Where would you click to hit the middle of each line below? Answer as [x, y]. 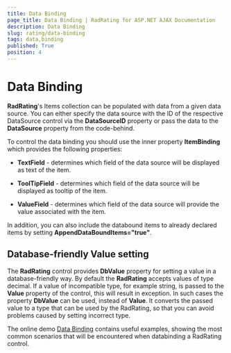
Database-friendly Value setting [78, 254]
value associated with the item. [61, 211]
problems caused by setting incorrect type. [69, 315]
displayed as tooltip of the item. [62, 190]
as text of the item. [44, 170]
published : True [31, 46]
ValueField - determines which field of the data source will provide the [118, 204]
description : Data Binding [46, 26]
